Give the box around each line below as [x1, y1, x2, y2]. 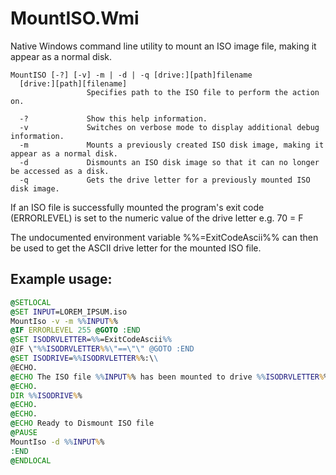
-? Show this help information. [19, 113, 208, 124]
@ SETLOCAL [10, 297, 52, 307]
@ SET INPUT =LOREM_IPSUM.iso [10, 307, 128, 317]
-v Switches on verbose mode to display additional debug [19, 122, 320, 132]
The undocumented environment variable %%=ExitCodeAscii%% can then [10, 231, 319, 243]
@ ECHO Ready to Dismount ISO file [10, 418, 155, 429]
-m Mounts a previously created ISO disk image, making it [19, 140, 325, 150]
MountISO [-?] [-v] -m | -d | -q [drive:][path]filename [10, 70, 253, 80]
